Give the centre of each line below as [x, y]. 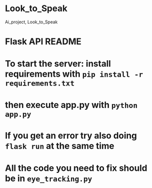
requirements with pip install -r [74, 74]
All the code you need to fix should [76, 168]
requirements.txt [40, 83]
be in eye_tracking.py [49, 178]
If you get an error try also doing [71, 135]
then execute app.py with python [71, 105]
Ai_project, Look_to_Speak [31, 22]
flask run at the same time [60, 146]
